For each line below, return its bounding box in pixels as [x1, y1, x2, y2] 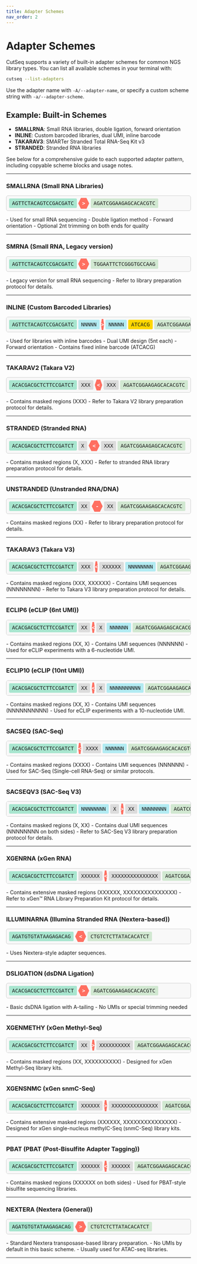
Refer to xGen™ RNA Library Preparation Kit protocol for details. [6, 895, 159, 902]
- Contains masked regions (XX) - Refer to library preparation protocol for [6, 519, 184, 526]
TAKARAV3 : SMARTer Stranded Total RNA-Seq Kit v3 [14, 138, 145, 145]
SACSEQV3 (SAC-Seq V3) [6, 788, 81, 796]
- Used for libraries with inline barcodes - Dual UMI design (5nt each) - [6, 338, 177, 345]
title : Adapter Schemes [6, 8, 64, 15]
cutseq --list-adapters [6, 76, 64, 82]
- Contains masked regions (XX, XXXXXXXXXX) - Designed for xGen [6, 1058, 172, 1065]
